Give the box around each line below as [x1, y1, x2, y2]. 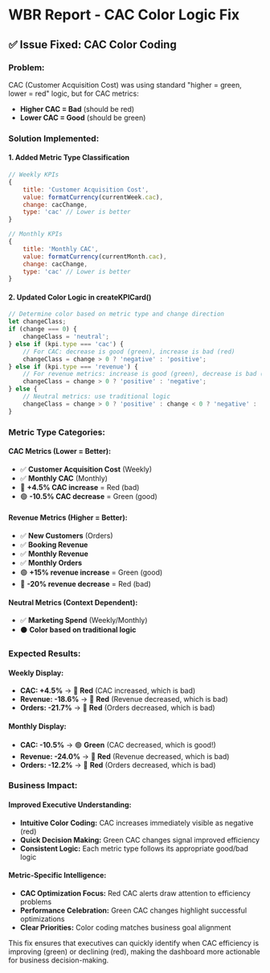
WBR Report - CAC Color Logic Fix [8, 6, 240, 24]
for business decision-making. [8, 955, 109, 965]
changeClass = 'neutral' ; [22, 332, 110, 341]
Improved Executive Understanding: [8, 800, 132, 810]
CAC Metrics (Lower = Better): [8, 447, 112, 456]
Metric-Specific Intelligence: [8, 871, 107, 880]
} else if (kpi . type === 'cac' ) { [8, 340, 125, 348]
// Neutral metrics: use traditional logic [22, 393, 171, 401]
